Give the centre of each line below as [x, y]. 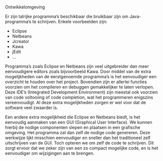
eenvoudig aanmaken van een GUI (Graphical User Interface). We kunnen [79, 122]
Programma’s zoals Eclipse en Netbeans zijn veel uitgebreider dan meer [77, 66]
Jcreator [21, 41]
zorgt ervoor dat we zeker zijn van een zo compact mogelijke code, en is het [81, 148]
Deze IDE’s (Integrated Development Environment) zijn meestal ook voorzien [81, 92]
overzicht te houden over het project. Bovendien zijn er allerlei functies [76, 82]
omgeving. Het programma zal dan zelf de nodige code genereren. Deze [78, 133]
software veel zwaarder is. [32, 107]
